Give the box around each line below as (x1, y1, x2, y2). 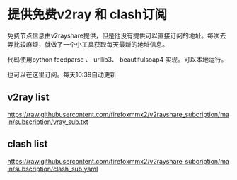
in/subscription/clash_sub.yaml (7, 164, 98, 173)
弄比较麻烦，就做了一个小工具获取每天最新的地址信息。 (7, 40, 168, 48)
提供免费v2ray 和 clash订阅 (7, 6, 168, 23)
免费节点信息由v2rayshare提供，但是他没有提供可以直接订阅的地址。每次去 (7, 31, 226, 40)
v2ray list (7, 91, 50, 103)
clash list (7, 138, 48, 150)
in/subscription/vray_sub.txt (7, 118, 88, 126)
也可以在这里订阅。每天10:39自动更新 (7, 70, 117, 79)
